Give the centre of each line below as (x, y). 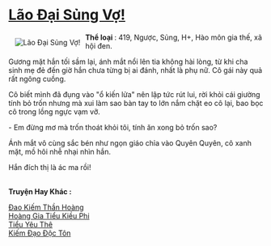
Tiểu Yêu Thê (31, 224)
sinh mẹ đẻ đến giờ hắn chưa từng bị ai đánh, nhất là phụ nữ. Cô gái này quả (135, 70)
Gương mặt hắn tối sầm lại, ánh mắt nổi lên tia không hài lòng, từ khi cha (128, 61)
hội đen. (99, 45)
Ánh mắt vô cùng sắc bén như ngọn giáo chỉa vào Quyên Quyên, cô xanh (130, 142)
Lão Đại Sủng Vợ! (67, 15)
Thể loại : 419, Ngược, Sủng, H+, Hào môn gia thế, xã (174, 37)
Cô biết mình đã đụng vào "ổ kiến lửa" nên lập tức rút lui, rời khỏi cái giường (134, 94)
